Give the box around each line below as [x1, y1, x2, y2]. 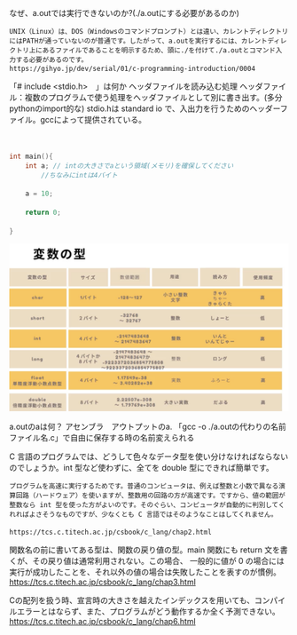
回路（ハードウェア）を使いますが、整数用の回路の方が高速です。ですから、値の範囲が [15, 491, 285, 500]
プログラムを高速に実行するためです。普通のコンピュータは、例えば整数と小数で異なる [9, 481, 279, 490]
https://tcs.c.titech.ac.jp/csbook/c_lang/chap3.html [9, 576, 197, 587]
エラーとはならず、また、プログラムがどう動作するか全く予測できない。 [16, 606, 281, 616]
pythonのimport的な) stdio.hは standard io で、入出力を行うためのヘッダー [9, 103, 281, 114]
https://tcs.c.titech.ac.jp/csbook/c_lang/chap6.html [9, 615, 197, 626]
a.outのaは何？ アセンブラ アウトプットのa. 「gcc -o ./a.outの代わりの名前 [9, 421, 286, 432]
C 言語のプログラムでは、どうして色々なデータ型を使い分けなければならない [9, 451, 289, 462]
